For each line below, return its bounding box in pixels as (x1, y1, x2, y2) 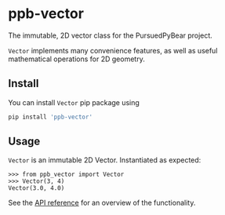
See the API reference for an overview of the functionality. (8, 198, 196, 208)
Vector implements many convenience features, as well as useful (8, 46, 218, 55)
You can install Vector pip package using (8, 97, 140, 107)
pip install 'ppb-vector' (8, 113, 93, 121)
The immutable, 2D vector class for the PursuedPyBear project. (8, 31, 213, 40)
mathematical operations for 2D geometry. (8, 54, 145, 64)
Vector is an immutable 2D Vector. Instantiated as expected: (8, 155, 201, 165)
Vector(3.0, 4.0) (8, 184, 65, 192)
